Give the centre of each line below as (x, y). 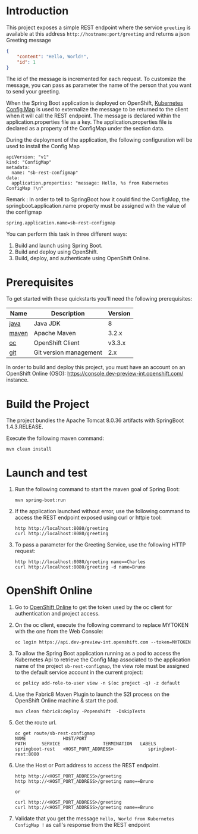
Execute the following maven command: (55, 438)
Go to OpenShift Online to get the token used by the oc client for (93, 607)
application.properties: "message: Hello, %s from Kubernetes (90, 183)
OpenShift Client (57, 343)
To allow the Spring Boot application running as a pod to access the (98, 654)
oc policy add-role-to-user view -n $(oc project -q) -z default (97, 683)
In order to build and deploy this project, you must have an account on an (96, 367)
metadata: (18, 168)
